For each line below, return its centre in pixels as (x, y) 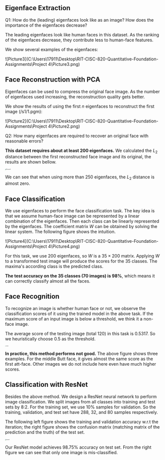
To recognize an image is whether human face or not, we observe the (75, 308)
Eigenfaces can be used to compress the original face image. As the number (82, 91)
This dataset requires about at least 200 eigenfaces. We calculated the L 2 (82, 151)
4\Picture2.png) (64, 126)
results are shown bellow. (31, 162)
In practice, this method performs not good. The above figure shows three (82, 353)
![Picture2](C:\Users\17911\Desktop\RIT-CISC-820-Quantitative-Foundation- (82, 121)
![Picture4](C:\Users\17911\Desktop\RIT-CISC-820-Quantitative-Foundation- (82, 241)
